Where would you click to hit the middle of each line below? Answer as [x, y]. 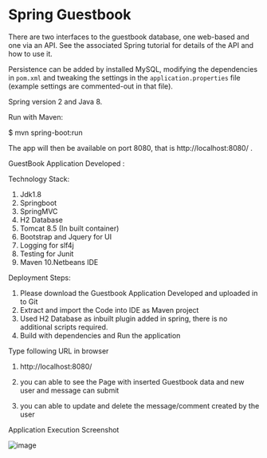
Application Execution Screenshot [64, 429]
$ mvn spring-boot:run [45, 132]
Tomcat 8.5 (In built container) [69, 228]
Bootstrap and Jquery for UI [66, 236]
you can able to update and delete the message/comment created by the [139, 405]
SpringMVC [39, 211]
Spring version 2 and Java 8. [55, 101]
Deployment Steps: [40, 278]
